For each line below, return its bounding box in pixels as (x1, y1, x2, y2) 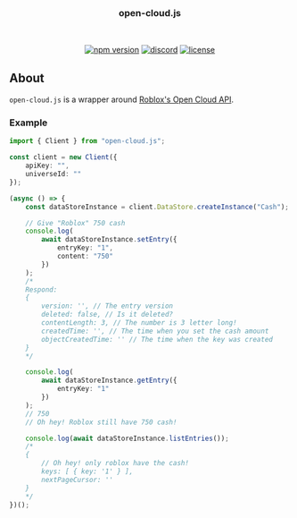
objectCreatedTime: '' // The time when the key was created (41, 335, 274, 344)
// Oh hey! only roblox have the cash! (41, 459, 190, 468)
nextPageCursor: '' (41, 475, 114, 484)
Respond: (25, 284, 58, 294)
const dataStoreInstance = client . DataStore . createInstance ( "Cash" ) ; (25, 202, 290, 211)
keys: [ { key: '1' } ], (41, 467, 134, 476)
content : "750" (56, 252, 114, 261)
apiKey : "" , (25, 161, 70, 171)
